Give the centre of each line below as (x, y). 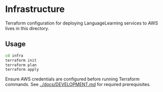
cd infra (14, 55)
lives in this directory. (27, 28)
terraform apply (22, 69)
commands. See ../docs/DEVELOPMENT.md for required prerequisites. (78, 84)
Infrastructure (35, 9)
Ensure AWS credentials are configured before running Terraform (72, 79)
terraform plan (21, 65)
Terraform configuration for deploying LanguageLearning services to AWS (82, 23)
